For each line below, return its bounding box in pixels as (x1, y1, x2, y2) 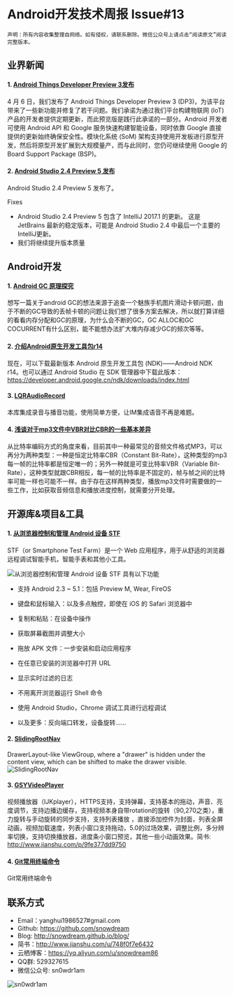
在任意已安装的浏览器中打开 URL (17, 659, 112, 667)
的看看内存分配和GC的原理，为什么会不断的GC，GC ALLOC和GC (7, 316, 194, 324)
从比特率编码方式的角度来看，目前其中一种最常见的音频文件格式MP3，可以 (7, 442, 223, 450)
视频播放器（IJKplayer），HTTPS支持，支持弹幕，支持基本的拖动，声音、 (7, 797, 217, 806)
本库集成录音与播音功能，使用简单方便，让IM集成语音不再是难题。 (7, 408, 198, 416)
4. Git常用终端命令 (7, 857, 60, 866)
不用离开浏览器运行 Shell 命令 (17, 688, 103, 696)
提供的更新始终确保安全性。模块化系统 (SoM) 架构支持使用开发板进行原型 (7, 132, 219, 141)
